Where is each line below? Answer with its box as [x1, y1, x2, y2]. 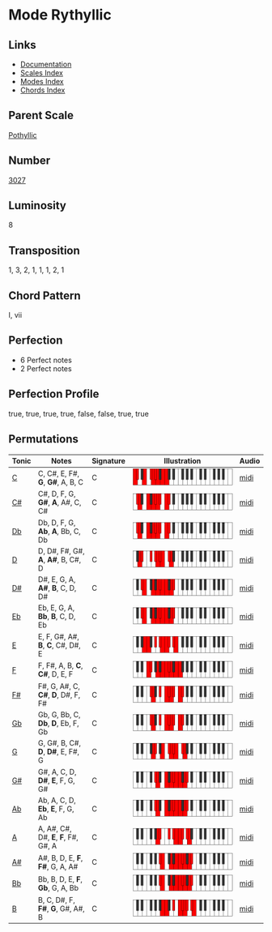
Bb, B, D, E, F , [37, 874, 83, 884]
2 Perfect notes [19, 363, 72, 374]
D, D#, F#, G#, [37, 545, 85, 556]
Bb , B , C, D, [37, 612, 76, 622]
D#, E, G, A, [37, 575, 76, 584]
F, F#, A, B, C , [37, 661, 83, 670]
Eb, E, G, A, [37, 603, 75, 613]
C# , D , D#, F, [37, 690, 81, 699]
